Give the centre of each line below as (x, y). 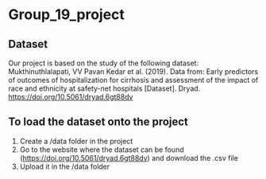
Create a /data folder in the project (76, 141)
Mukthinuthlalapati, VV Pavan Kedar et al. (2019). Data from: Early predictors (133, 72)
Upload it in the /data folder (65, 166)
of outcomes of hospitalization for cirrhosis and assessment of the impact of (133, 80)
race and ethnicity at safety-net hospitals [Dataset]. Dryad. (104, 88)
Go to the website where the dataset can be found (102, 150)
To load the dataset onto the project (98, 122)
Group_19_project (67, 15)
